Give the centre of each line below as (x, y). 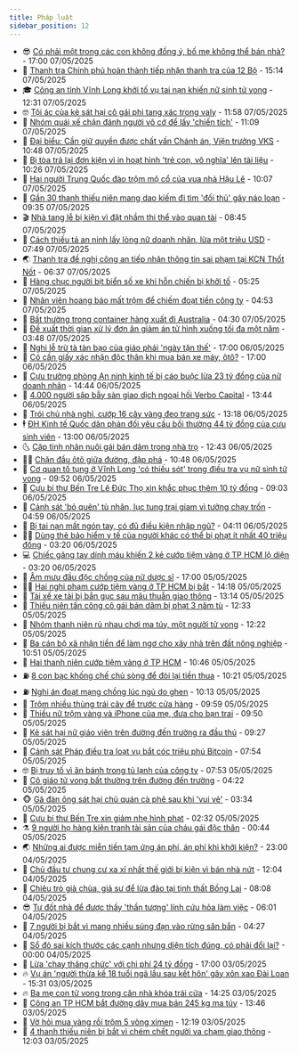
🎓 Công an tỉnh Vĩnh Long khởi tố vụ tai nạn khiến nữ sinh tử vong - (147, 89)
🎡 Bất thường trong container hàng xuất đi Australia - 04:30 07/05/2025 (154, 319)
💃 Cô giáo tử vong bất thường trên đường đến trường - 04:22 (133, 780)
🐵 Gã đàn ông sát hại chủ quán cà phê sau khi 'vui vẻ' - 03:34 (137, 799)
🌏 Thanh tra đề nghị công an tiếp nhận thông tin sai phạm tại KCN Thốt (153, 258)
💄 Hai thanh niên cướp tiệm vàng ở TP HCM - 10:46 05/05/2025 (139, 662)
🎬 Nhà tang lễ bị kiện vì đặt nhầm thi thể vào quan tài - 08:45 (134, 217)
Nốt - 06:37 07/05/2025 (66, 272)
